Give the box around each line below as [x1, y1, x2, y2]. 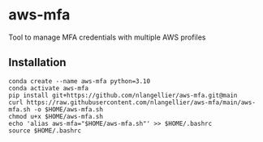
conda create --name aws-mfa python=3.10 [8, 77, 151, 86]
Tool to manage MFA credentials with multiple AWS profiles [8, 32, 206, 42]
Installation [8, 56, 67, 69]
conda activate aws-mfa [8, 84, 89, 92]
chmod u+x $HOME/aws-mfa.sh [8, 112, 104, 120]
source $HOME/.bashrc [8, 127, 82, 135]
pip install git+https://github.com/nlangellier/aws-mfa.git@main [8, 91, 238, 99]
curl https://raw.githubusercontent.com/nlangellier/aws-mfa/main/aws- [8, 98, 256, 106]
